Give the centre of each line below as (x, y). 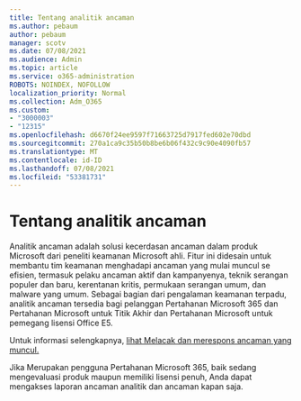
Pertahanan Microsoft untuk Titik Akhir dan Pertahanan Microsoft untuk (141, 314)
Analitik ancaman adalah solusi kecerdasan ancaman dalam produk (134, 246)
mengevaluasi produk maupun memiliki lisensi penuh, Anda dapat (131, 377)
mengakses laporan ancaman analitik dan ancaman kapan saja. (127, 387)
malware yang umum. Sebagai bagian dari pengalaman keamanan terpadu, (148, 295)
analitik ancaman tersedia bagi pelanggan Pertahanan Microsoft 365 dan (144, 304)
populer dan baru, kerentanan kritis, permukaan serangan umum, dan (138, 285)
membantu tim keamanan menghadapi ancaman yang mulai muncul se (140, 266)
